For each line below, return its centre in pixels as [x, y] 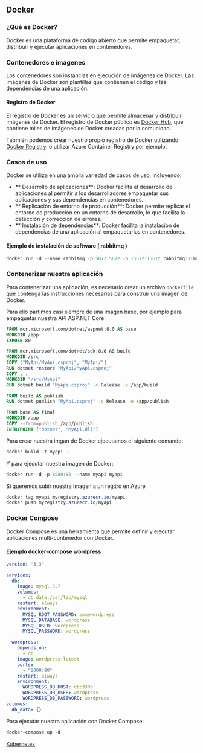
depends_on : [32, 648]
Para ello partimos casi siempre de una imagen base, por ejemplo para [94, 312]
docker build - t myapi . [37, 452]
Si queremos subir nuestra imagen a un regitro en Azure [76, 486]
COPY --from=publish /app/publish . [52, 424]
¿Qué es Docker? [32, 27]
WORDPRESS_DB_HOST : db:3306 [58, 687]
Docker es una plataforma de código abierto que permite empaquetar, [93, 40]
